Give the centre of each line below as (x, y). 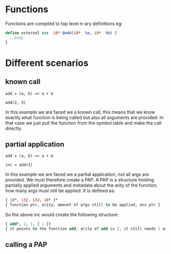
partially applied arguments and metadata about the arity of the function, (81, 186)
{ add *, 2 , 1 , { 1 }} (28, 224)
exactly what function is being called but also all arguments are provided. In (84, 117)
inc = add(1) (19, 165)
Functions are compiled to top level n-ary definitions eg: (64, 24)
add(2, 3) (16, 102)
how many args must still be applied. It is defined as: (60, 191)
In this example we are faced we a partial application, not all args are (77, 174)
